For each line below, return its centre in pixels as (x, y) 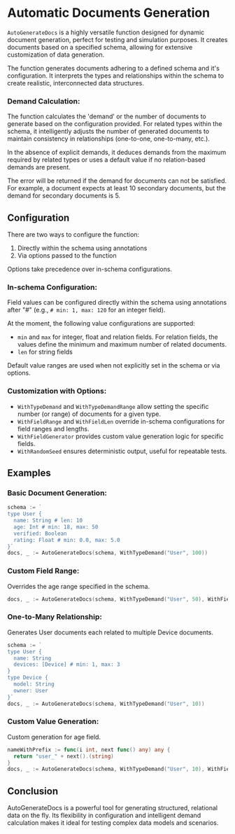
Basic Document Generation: (57, 493)
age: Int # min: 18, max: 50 (56, 527)
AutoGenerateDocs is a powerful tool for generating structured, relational (113, 808)
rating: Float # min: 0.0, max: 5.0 (67, 540)
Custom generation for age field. (54, 737)
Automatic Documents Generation (109, 13)
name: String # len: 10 (48, 521)
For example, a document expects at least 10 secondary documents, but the (116, 188)
